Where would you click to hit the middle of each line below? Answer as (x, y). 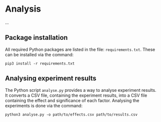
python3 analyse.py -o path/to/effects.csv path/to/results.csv (71, 114)
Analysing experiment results (51, 78)
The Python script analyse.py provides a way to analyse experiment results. (81, 90)
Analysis (23, 9)
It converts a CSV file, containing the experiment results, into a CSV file (76, 95)
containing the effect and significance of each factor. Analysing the (72, 100)
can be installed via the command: (39, 54)
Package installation (36, 38)
